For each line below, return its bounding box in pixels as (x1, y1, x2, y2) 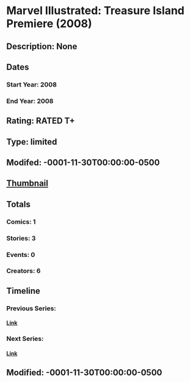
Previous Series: (6, 304, 56, 313)
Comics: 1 (6, 217, 36, 226)
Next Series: (6, 335, 44, 343)
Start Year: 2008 (6, 80, 57, 89)
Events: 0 (6, 250, 35, 259)
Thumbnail (6, 178, 49, 189)
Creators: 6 (6, 267, 41, 275)
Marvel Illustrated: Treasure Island (6, 4, 185, 18)
